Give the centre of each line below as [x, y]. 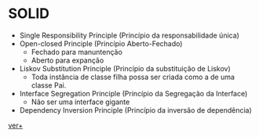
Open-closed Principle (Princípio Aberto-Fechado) [101, 43]
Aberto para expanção [67, 60]
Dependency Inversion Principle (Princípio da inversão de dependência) [136, 110]
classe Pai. [49, 85]
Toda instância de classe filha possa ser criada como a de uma [133, 77]
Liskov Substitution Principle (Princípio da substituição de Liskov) [125, 68]
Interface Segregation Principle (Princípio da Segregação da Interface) [133, 93]
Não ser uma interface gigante [80, 102]
